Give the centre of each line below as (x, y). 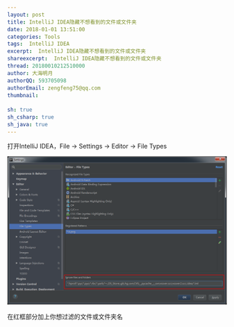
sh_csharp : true (31, 117)
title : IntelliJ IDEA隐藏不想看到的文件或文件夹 (72, 22)
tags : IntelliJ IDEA (39, 44)
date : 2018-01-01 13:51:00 (46, 29)
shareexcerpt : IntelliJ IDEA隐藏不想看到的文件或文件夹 (84, 59)
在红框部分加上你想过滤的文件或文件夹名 (65, 317)
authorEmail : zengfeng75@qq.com (54, 88)
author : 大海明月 (30, 73)
